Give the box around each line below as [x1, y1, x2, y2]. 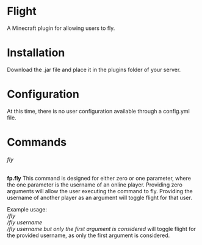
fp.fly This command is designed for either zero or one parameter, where [7, 175, 192, 182]
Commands [7, 135, 67, 149]
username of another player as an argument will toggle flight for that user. [7, 194, 193, 202]
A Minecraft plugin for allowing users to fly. [7, 24, 115, 32]
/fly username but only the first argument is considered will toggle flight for [7, 225, 196, 233]
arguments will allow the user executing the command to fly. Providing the [7, 188, 193, 195]
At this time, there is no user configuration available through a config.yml [7, 107, 190, 115]
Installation [7, 46, 65, 60]
